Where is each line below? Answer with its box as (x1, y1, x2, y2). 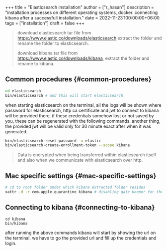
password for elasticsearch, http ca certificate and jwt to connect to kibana (5, 107, 159, 113)
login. (5, 240, 17, 246)
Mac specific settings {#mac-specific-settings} (5, 172, 157, 180)
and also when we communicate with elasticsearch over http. (17, 157, 143, 163)
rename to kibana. (17, 61, 55, 66)
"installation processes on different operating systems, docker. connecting (5, 9, 158, 15)
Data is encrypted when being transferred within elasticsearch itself (17, 152, 157, 158)
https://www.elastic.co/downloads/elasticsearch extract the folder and (17, 35, 162, 41)
